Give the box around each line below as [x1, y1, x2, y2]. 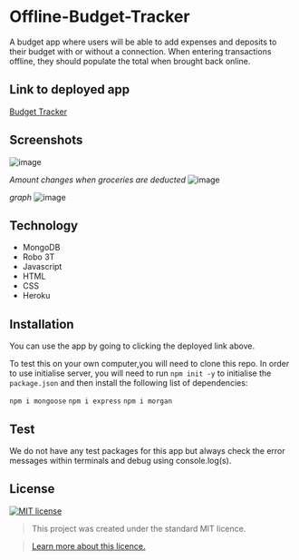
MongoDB [22, 242, 61, 253]
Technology [9, 218, 79, 233]
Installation [9, 316, 74, 332]
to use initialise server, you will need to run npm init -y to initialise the [9, 368, 272, 378]
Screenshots [9, 133, 83, 148]
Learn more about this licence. [31, 540, 146, 551]
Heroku [22, 290, 51, 301]
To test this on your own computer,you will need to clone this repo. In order [9, 359, 290, 369]
